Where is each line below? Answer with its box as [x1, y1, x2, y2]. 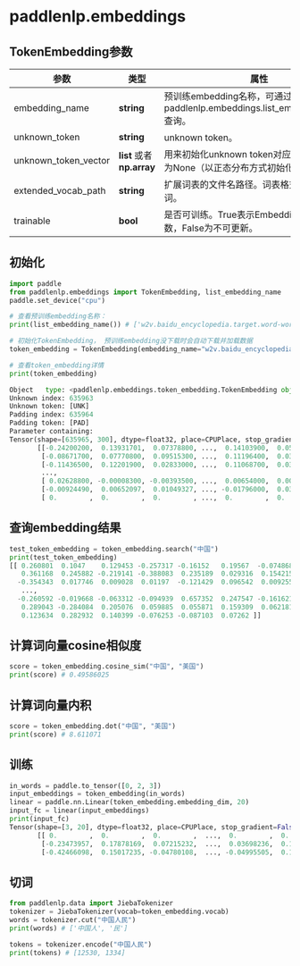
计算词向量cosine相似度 [9, 638, 142, 653]
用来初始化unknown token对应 [163, 148, 292, 160]
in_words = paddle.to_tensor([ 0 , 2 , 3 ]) [9, 781, 162, 790]
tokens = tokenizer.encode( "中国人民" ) [9, 940, 153, 949]
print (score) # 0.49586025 [9, 670, 110, 680]
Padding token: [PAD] [9, 418, 90, 428]
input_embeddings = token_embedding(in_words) [9, 789, 186, 799]
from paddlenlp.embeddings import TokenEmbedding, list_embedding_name [9, 288, 281, 297]
